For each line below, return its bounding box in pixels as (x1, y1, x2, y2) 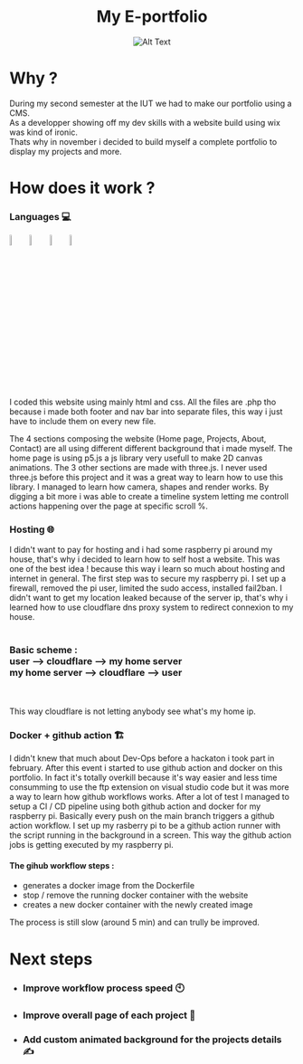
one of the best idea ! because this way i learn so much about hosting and (9, 563, 286, 574)
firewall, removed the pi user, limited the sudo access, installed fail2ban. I (9, 582, 283, 594)
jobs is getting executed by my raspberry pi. (9, 840, 174, 850)
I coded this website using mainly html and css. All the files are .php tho (9, 396, 277, 408)
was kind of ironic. (9, 127, 79, 138)
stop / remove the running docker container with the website (22, 889, 249, 901)
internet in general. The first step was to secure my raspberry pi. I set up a (9, 573, 287, 584)
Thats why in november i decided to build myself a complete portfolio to (9, 136, 278, 147)
